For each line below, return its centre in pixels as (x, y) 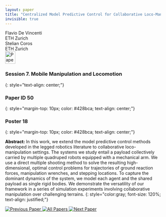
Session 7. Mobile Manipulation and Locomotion (64, 74)
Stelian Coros (19, 44)
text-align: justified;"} (27, 200)
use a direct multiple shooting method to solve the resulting (65, 163)
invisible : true (22, 19)
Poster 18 (17, 121)
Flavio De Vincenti (23, 33)
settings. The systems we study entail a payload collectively (93, 152)
